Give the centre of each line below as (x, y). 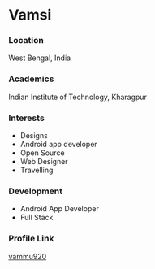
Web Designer (44, 162)
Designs (34, 136)
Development (36, 191)
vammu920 (28, 256)
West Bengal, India (40, 58)
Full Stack (37, 218)
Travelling (37, 170)
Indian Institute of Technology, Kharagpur (78, 97)
